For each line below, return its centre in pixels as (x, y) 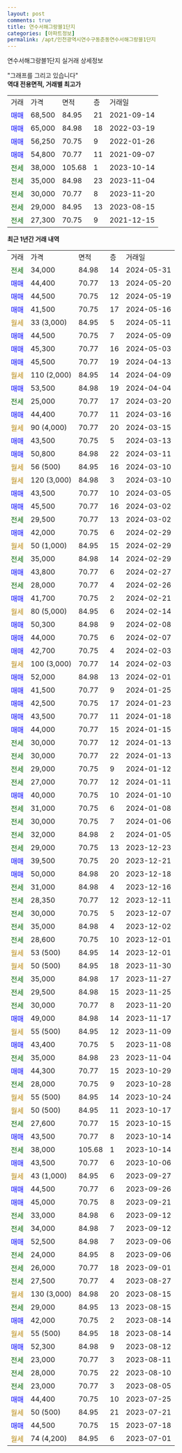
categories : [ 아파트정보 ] (41, 33)
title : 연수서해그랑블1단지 (41, 27)
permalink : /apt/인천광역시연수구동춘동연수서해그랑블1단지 (82, 40)
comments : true (29, 20)
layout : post (26, 14)
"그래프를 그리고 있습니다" (43, 76)
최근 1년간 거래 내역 (33, 239)
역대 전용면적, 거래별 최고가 (44, 84)
